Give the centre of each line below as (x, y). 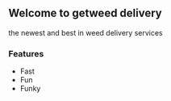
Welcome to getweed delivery (85, 13)
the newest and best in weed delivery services (85, 32)
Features (26, 53)
